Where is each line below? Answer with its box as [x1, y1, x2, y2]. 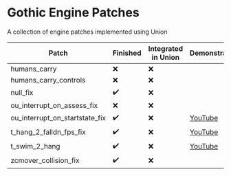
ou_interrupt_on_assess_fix [10, 100, 98, 110]
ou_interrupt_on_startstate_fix [10, 113, 107, 123]
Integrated [148, 43, 184, 53]
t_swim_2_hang [10, 142, 60, 151]
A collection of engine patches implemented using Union [7, 27, 168, 36]
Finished [112, 48, 142, 58]
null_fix [10, 88, 34, 98]
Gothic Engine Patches [7, 5, 140, 21]
